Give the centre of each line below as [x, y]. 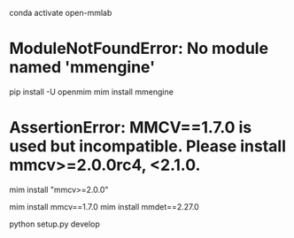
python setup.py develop [54, 224]
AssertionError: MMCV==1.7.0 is [131, 128]
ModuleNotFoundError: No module [139, 49]
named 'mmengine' [82, 68]
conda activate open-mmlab [61, 13]
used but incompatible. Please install [147, 146]
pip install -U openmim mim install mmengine [92, 91]
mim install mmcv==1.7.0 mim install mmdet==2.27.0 [104, 206]
